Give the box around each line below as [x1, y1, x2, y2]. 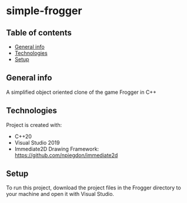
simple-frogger [6, 4, 82, 18]
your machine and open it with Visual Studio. [6, 191, 115, 198]
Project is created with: [6, 121, 62, 128]
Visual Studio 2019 [14, 139, 60, 146]
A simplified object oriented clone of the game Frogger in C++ [6, 89, 157, 96]
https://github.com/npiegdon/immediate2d [14, 152, 118, 159]
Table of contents [6, 28, 72, 38]
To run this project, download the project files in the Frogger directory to [6, 184, 181, 191]
